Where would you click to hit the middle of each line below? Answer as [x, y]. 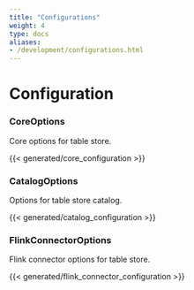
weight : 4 [27, 26]
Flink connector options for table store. [80, 259]
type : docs [29, 34]
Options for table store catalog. [66, 200]
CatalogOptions [44, 180]
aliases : [25, 42]
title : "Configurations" [55, 17]
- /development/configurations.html [76, 50]
